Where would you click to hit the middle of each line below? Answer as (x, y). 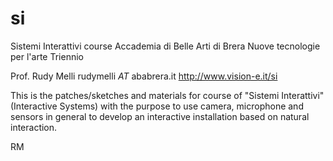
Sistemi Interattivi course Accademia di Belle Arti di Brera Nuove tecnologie (165, 46)
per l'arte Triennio (47, 56)
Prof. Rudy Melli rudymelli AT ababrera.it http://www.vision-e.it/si (144, 76)
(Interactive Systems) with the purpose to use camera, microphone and (157, 106)
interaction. (34, 127)
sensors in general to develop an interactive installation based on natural (160, 116)
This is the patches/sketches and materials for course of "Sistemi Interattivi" (167, 95)
